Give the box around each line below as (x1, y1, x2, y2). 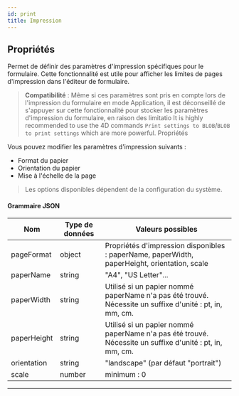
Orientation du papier (17, 164, 80, 173)
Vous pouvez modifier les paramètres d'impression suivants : (7, 143, 186, 151)
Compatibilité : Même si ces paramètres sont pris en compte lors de (24, 91, 226, 100)
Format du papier (17, 156, 69, 165)
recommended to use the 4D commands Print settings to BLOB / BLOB (24, 122, 230, 130)
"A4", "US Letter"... (105, 269, 169, 279)
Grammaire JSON (7, 201, 60, 210)
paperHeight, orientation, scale (105, 258, 208, 268)
